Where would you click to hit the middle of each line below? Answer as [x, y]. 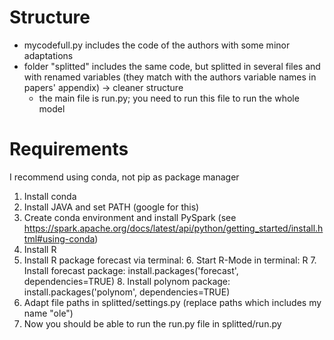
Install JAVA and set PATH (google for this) [111, 207]
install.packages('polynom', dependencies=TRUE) [127, 292]
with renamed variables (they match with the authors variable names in [170, 77]
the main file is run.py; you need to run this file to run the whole [169, 98]
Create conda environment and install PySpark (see [130, 217]
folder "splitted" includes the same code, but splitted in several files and [172, 66]
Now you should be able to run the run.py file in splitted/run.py [152, 323]
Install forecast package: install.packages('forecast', [131, 270]
